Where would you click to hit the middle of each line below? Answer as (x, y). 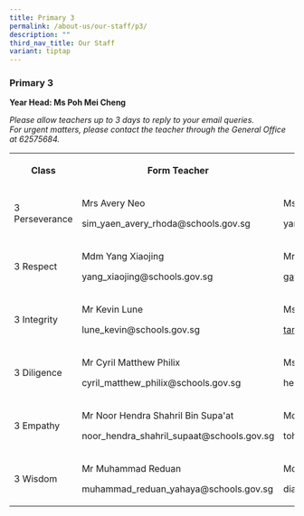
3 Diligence (38, 373)
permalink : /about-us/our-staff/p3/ (78, 26)
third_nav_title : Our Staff (62, 43)
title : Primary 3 (42, 18)
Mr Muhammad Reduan (131, 469)
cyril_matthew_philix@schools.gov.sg (161, 383)
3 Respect (36, 267)
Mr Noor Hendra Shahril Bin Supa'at (157, 416)
